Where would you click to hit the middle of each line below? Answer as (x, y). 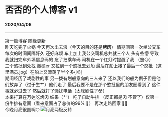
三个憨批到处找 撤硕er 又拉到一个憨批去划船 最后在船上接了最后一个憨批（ (81, 66)
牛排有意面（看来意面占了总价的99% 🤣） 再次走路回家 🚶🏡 (69, 103)
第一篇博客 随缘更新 (25, 41)
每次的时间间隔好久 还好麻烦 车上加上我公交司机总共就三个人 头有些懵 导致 (82, 53)
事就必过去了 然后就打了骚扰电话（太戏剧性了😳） (56, 91)
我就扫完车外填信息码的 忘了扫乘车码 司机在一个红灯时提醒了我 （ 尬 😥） (79, 60)
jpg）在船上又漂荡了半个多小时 (51, 72)
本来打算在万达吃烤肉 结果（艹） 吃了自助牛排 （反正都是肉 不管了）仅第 (80, 97)
